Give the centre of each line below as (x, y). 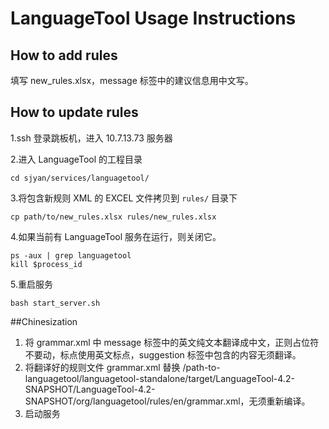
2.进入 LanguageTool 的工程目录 (76, 159)
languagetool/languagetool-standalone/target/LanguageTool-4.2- (159, 378)
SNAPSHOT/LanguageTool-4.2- (90, 389)
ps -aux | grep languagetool (71, 255)
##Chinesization (44, 321)
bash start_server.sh (55, 303)
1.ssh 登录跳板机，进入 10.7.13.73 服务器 (91, 138)
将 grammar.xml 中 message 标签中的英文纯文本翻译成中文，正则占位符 (172, 342)
